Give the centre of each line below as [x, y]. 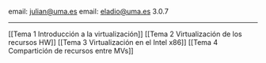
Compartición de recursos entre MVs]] [71, 51]
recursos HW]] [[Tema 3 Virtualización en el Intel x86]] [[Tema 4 [113, 42]
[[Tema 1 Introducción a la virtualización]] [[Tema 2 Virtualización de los [125, 34]
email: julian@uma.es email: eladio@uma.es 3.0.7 [88, 11]
